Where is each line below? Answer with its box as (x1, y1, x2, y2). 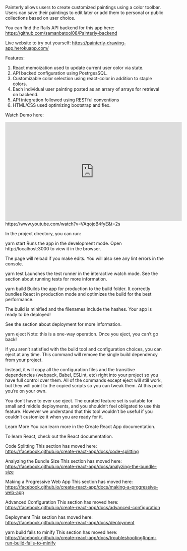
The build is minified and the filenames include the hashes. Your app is (5, 306, 152, 312)
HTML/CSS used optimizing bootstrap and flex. (12, 102, 111, 108)
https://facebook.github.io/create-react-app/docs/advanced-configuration (5, 505, 160, 510)
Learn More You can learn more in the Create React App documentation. (5, 424, 156, 430)
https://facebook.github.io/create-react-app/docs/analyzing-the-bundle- (5, 463, 157, 469)
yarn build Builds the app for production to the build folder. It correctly (5, 286, 151, 292)
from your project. (5, 357, 43, 363)
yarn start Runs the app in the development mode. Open (5, 240, 122, 246)
